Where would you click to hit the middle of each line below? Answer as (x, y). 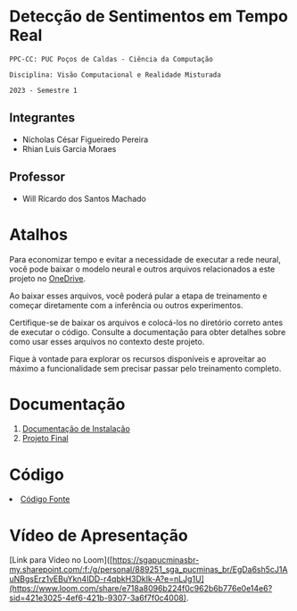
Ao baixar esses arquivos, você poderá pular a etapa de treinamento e (138, 296)
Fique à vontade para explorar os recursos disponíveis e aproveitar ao (138, 358)
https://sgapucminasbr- (156, 560)
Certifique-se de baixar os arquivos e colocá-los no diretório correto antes (146, 322)
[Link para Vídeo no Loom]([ (61, 560)
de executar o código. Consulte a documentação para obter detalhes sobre (148, 331)
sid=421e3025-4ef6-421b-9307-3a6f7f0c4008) (98, 598)
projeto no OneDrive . (48, 278)
